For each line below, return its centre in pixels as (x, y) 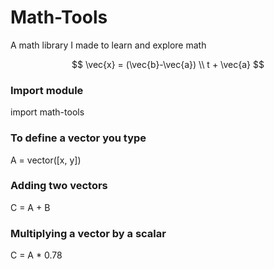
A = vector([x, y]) (46, 160)
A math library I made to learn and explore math (108, 45)
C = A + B (30, 207)
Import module (47, 90)
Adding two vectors (59, 186)
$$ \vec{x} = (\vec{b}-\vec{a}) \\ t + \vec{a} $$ (168, 64)
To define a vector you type (78, 138)
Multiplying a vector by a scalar (88, 233)
